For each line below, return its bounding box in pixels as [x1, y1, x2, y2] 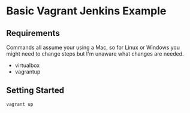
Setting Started [6, 85, 65, 96]
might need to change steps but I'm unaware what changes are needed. [6, 50, 184, 57]
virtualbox [14, 62, 40, 69]
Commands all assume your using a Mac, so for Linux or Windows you [6, 44, 180, 51]
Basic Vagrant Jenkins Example [6, 4, 167, 18]
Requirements [6, 28, 60, 38]
